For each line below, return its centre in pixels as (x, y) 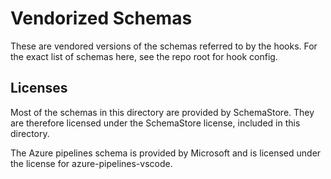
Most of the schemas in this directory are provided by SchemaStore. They (162, 112)
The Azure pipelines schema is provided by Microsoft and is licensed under (166, 153)
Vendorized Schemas (101, 18)
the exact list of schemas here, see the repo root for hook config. (144, 56)
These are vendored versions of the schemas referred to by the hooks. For (164, 46)
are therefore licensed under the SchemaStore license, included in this (155, 123)
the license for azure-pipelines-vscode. (91, 163)
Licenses (39, 88)
